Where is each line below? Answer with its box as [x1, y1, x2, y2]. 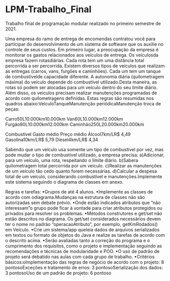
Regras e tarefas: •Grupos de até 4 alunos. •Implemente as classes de [5, 188, 153, 194]
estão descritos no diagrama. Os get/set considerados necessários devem [5, 215, 161, 222]
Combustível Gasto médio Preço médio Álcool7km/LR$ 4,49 [5, 131, 131, 137]
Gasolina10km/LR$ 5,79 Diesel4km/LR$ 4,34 [5, 136, 98, 143]
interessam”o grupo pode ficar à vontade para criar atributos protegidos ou [5, 205, 162, 211]
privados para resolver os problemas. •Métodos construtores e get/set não [5, 210, 162, 216]
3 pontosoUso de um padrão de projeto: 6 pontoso [5, 270, 112, 276]
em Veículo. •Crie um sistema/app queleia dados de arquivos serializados [5, 227, 160, 233]
